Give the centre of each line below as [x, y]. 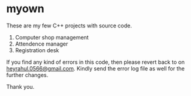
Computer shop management [52, 37]
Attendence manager [42, 44]
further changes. [27, 75]
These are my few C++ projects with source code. [69, 26]
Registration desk [37, 50]
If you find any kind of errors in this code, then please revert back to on [95, 62]
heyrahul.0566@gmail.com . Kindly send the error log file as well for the [95, 68]
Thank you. [20, 86]
